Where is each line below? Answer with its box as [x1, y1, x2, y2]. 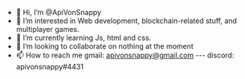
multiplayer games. [15, 25, 80, 34]
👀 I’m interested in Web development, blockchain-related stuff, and [15, 16, 237, 26]
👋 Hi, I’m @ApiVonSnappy [15, 8, 102, 17]
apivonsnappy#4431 [15, 62, 84, 71]
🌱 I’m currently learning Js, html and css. [15, 33, 152, 42]
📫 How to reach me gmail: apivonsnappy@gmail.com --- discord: [15, 50, 235, 60]
